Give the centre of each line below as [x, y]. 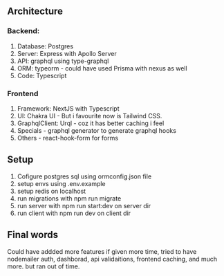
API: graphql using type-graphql [63, 61]
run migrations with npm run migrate [69, 198]
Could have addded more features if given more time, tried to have [102, 251]
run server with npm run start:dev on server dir [84, 205]
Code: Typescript [42, 75]
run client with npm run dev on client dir [74, 213]
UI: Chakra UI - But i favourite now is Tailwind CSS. [90, 116]
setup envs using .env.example [61, 183]
